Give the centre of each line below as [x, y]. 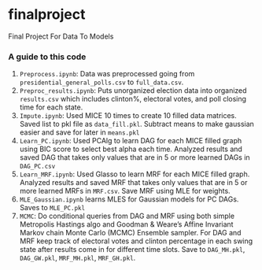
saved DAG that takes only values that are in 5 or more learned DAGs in [135, 157]
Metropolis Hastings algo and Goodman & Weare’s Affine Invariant [126, 224]
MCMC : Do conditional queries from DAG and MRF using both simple [127, 216]
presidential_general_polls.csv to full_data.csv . [101, 82]
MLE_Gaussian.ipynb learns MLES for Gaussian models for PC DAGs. [129, 199]
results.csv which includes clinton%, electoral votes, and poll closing [133, 99]
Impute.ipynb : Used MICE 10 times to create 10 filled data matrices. [128, 116]
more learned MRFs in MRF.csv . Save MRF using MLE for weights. [125, 191]
